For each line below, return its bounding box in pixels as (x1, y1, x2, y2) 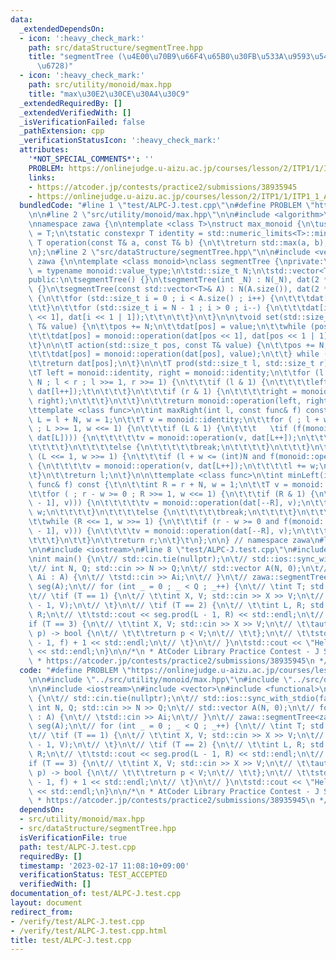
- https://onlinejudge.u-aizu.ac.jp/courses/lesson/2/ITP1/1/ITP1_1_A (28, 191, 329, 201)
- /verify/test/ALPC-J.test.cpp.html (10, 926, 168, 936)
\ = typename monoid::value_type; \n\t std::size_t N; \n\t (28, 266, 271, 276)
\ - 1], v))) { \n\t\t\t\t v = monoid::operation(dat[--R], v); (28, 526, 293, 536)
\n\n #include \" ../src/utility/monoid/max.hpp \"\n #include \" (28, 675, 293, 685)
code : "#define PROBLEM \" (19, 666, 132, 676)
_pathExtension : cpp (19, 126, 105, 136)
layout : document (10, 898, 83, 908)
